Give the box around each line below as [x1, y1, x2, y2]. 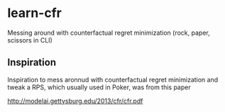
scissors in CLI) [7, 35, 53, 44]
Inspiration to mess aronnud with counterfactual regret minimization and [7, 75, 219, 84]
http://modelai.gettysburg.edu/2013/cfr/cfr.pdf [7, 96, 143, 105]
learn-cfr [7, 5, 62, 21]
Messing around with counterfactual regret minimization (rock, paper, [7, 28, 211, 37]
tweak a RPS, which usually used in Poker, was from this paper [7, 83, 191, 91]
